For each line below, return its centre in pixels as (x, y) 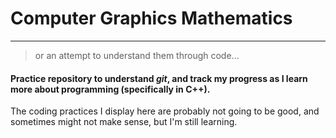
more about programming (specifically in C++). (110, 89)
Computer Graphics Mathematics (151, 18)
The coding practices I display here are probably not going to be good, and (165, 111)
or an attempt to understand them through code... (137, 55)
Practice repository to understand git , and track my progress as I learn (159, 78)
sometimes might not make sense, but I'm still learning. (124, 122)
